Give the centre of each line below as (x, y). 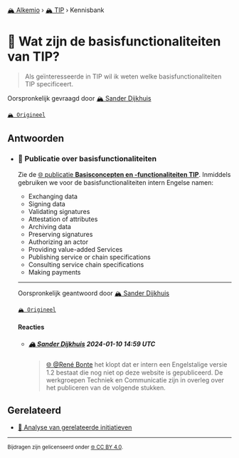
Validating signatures (59, 211)
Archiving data (49, 226)
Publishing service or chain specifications (89, 257)
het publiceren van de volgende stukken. (106, 388)
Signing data (47, 204)
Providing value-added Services (75, 249)
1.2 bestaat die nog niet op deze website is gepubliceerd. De (134, 372)
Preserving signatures (60, 234)
